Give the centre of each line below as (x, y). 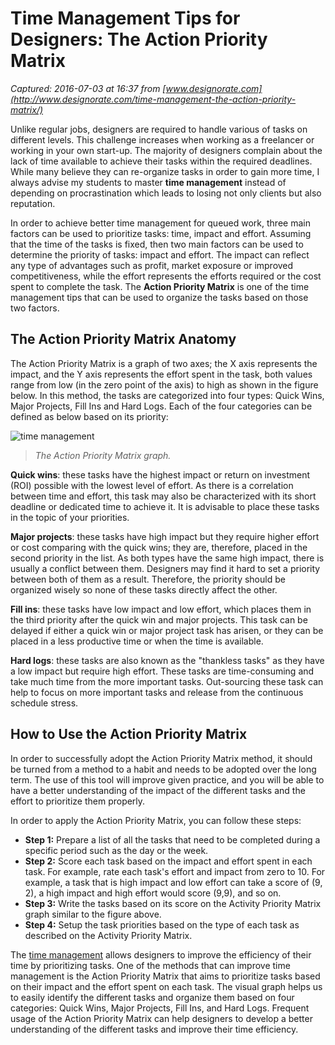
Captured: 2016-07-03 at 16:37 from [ (88, 88)
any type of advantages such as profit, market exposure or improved (152, 265)
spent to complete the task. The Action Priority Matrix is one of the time (160, 286)
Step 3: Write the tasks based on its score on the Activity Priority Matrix (173, 903)
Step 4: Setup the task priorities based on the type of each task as (162, 924)
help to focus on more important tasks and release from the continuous (157, 692)
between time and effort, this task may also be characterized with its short (163, 496)
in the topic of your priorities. (70, 517)
